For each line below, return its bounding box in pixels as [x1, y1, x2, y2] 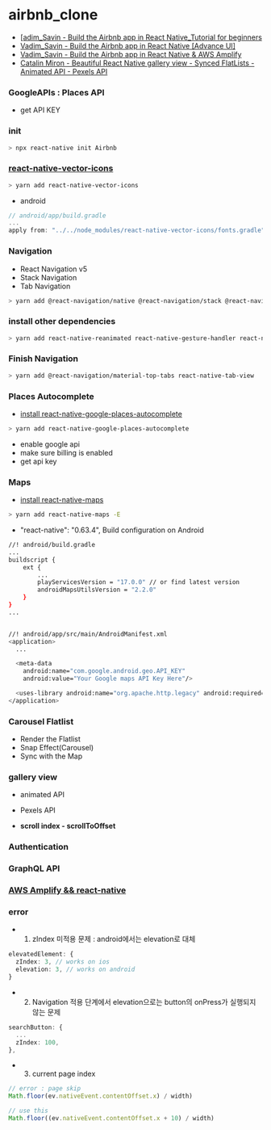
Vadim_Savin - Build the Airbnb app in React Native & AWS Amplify [19, 49, 242, 59]
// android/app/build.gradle [8, 212, 106, 220]
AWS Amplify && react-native [8, 884, 127, 896]
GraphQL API [8, 863, 60, 874]
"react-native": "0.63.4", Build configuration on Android [19, 525, 204, 535]
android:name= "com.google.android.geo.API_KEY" [23, 667, 186, 675]
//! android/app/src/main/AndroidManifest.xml [8, 630, 168, 638]
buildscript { [8, 556, 56, 564]
